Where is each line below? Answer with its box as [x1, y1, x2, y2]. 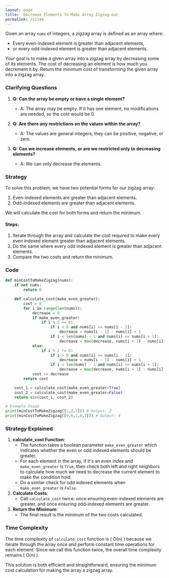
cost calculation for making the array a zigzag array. [5, 567, 114, 573]
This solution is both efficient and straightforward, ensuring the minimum [5, 561, 156, 568]
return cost [23, 376, 49, 381]
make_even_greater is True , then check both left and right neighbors [20, 463, 160, 469]
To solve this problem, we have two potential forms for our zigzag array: [5, 185, 155, 191]
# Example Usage [5, 404, 39, 409]
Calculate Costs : [12, 490, 48, 496]
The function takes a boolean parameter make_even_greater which [20, 442, 157, 448]
